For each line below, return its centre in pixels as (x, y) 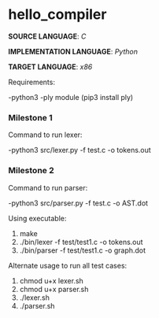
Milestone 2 (31, 171)
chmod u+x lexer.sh (52, 280)
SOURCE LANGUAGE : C (47, 36)
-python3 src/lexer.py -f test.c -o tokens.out (79, 150)
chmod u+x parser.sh (54, 289)
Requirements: (31, 82)
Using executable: (37, 218)
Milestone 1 (30, 117)
